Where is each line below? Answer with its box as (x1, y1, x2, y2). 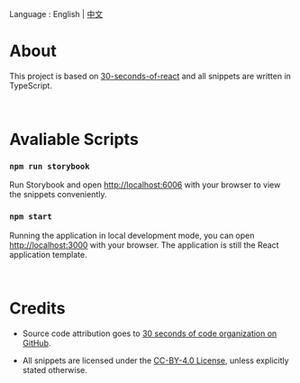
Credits (9, 297, 66, 318)
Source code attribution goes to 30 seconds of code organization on (22, 328, 277, 339)
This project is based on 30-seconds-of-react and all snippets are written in (9, 70, 291, 81)
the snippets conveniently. (9, 189, 107, 200)
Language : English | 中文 (9, 9, 104, 19)
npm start (9, 212, 52, 222)
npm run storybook (9, 161, 90, 172)
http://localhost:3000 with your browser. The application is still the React (9, 239, 279, 251)
